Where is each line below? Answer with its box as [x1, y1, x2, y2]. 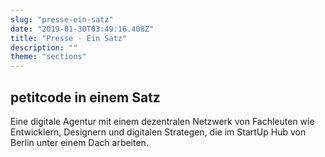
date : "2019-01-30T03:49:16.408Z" [10, 24, 155, 34]
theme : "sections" [10, 52, 87, 62]
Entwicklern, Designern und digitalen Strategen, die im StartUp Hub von [10, 126, 307, 138]
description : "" [10, 42, 78, 53]
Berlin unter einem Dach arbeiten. [10, 136, 149, 148]
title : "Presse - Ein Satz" [10, 33, 128, 43]
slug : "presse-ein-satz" [10, 14, 114, 25]
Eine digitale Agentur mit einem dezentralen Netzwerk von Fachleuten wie [10, 115, 315, 127]
